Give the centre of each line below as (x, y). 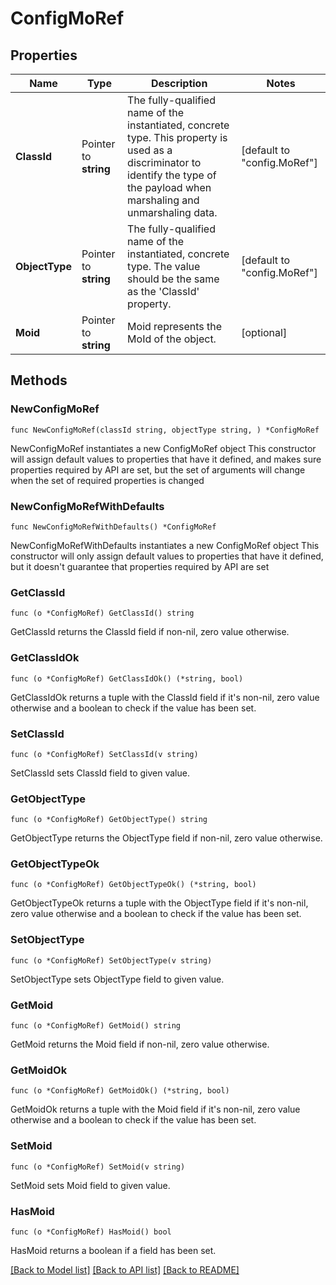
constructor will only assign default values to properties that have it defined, (167, 556)
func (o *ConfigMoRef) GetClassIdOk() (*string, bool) (127, 678)
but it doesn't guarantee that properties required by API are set (140, 566)
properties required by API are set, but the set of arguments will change (158, 469)
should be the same (173, 279)
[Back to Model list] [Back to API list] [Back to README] (125, 1269)
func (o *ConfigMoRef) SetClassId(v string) (104, 754)
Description (179, 83)
